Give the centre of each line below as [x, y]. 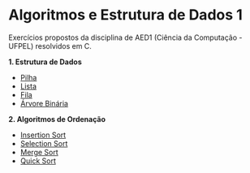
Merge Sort [39, 152]
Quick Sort [38, 161]
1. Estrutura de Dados [45, 62]
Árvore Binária [44, 103]
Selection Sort [44, 143]
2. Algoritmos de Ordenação [57, 119]
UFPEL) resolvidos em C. [50, 45]
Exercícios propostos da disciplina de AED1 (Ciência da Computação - [125, 37]
